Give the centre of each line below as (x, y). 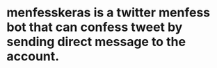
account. (33, 57)
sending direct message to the (96, 42)
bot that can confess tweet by (95, 27)
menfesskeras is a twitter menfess (108, 13)
